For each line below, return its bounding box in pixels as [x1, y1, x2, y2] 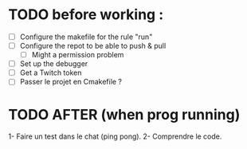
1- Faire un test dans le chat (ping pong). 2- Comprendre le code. [8, 131, 222, 141]
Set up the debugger [19, 59, 88, 69]
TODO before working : [8, 6, 164, 24]
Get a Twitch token [19, 68, 82, 77]
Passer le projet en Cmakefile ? [19, 77, 122, 87]
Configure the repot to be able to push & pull [19, 41, 167, 50]
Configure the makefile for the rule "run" [19, 32, 153, 41]
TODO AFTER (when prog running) [8, 105, 241, 124]
